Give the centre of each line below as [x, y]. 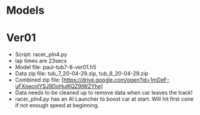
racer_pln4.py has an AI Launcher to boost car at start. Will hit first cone [104, 99]
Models [25, 10]
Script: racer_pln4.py [41, 55]
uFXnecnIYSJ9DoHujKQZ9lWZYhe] [59, 86]
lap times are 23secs [41, 61]
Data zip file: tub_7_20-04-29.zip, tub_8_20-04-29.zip [82, 74]
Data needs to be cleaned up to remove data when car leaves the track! [104, 93]
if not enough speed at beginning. [57, 105]
